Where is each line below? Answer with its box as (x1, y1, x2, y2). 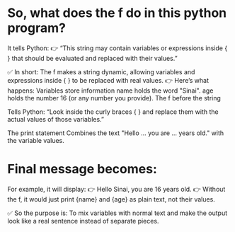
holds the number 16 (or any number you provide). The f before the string (7, 93, 222, 102)
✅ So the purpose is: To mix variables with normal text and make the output (7, 209, 228, 217)
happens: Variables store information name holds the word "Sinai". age (7, 86, 214, 95)
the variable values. (7, 136, 65, 144)
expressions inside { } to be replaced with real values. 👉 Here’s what (7, 76, 210, 84)
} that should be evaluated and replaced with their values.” (7, 54, 178, 62)
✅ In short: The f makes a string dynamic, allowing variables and (7, 67, 195, 76)
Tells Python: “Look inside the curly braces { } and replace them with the (7, 108, 219, 116)
